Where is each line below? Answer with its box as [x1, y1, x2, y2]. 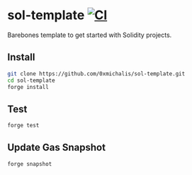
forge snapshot [7, 160, 52, 167]
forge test [7, 122, 40, 129]
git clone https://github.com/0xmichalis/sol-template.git [7, 70, 186, 78]
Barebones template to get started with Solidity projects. [7, 31, 172, 39]
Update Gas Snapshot [7, 142, 106, 154]
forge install [7, 83, 50, 90]
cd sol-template [7, 77, 55, 84]
